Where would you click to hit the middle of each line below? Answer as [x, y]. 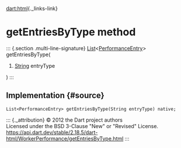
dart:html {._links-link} [32, 8]
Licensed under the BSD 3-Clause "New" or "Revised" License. [82, 126]
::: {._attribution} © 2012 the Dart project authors [64, 120]
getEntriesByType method [71, 32]
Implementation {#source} [55, 96]
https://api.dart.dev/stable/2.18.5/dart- [52, 132]
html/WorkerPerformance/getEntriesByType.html [65, 138]
